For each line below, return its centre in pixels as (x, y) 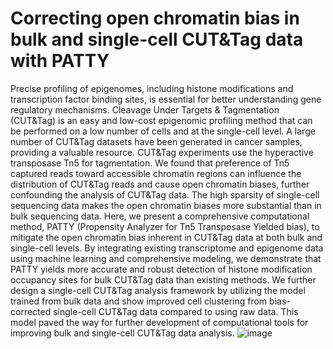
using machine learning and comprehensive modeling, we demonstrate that (166, 258)
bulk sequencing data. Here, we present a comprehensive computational (160, 216)
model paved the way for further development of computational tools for (159, 322)
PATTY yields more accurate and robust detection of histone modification (161, 269)
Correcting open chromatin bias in (155, 18)
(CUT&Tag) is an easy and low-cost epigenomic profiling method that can (161, 120)
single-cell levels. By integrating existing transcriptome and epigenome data (167, 248)
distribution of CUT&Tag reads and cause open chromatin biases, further (160, 184)
